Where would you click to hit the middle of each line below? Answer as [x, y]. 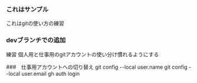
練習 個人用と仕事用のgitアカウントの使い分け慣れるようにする [83, 54]
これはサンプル [28, 9]
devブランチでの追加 [36, 40]
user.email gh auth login [51, 74]
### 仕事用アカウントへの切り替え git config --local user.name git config [97, 67]
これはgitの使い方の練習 [35, 23]
